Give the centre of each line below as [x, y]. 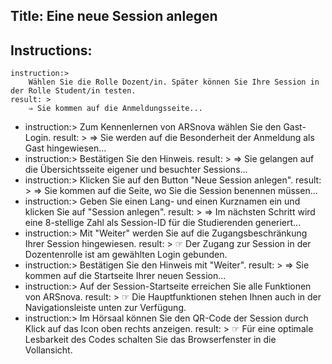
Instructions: [51, 50]
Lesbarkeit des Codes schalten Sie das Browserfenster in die [150, 340]
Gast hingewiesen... [65, 148]
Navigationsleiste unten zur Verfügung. [105, 308]
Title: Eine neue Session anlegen [114, 16]
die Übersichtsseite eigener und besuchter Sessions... [136, 170]
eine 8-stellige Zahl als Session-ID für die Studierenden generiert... [163, 223]
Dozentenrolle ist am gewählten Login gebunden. [126, 255]
